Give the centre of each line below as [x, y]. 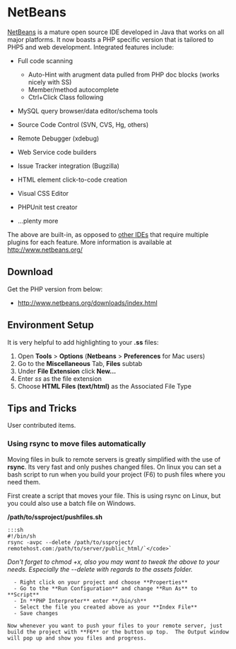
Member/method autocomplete [73, 89]
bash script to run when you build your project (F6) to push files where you [117, 474]
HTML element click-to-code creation [72, 179]
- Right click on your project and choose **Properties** [101, 582]
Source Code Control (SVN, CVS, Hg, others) [83, 124]
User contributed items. [42, 426]
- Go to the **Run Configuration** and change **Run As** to [106, 588]
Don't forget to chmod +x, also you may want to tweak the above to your [113, 562]
